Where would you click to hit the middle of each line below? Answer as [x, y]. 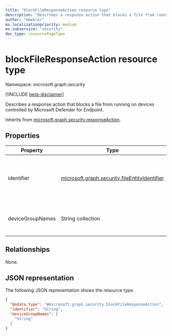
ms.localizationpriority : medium [41, 24]
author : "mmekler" [25, 19]
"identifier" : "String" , [36, 309]
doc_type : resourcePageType [35, 34]
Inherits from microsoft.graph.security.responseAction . [63, 120]
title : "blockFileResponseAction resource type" [58, 10]
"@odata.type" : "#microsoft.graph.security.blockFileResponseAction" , [87, 305]
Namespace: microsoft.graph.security [45, 84]
